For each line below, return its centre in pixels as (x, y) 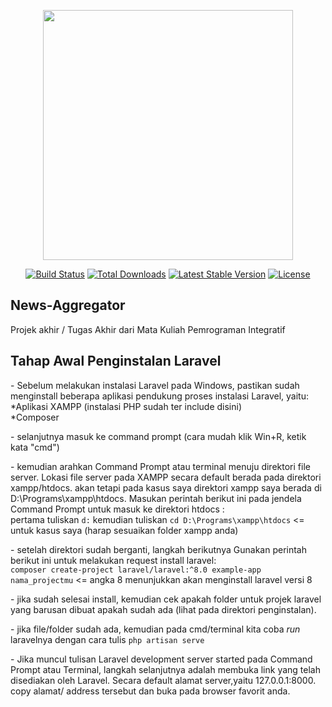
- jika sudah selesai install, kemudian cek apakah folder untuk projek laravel (166, 599)
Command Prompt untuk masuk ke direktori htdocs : (117, 509)
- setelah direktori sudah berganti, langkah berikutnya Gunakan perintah (158, 549)
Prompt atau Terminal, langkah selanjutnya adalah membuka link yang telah (165, 669)
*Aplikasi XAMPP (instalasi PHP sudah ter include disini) (126, 406)
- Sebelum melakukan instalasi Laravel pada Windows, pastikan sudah (155, 385)
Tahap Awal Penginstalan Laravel (116, 361)
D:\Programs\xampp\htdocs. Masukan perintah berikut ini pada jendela (156, 498)
